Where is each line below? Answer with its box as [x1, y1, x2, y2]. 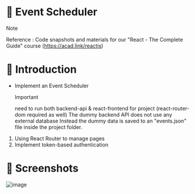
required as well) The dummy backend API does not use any [26, 111, 173, 118]
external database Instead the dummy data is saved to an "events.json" [14, 117, 187, 124]
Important [14, 93, 39, 100]
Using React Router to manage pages [14, 135, 105, 142]
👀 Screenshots [6, 162, 79, 175]
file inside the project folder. [14, 123, 83, 131]
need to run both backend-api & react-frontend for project [14, 105, 155, 112]
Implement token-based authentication [14, 141, 108, 148]
